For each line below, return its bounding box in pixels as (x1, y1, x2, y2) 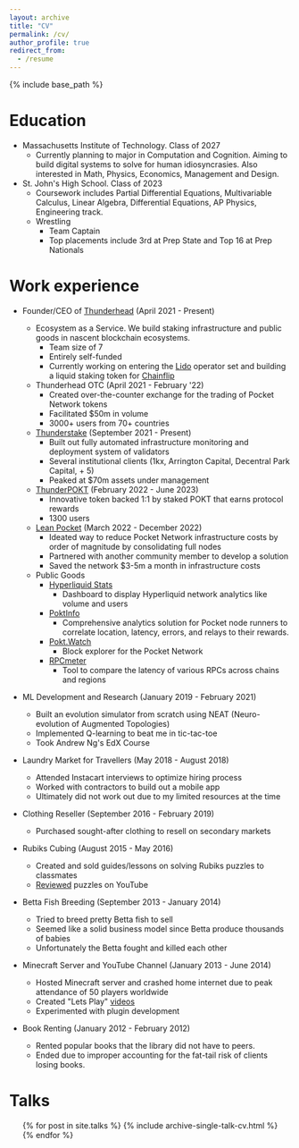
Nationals (48, 244, 85, 255)
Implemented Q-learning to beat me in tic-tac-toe (35, 728, 218, 739)
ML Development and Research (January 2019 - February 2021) (21, 691, 257, 702)
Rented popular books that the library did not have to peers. (35, 1040, 256, 1051)
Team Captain (48, 225, 101, 236)
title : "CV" (9, 21, 54, 30)
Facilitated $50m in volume (48, 408, 149, 418)
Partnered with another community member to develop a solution (48, 551, 289, 561)
